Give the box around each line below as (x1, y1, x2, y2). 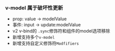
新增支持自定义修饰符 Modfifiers (12, 41, 79, 47)
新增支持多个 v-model (12, 34, 55, 40)
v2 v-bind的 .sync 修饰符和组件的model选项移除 (12, 28, 110, 34)
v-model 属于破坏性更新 (5, 4, 63, 11)
